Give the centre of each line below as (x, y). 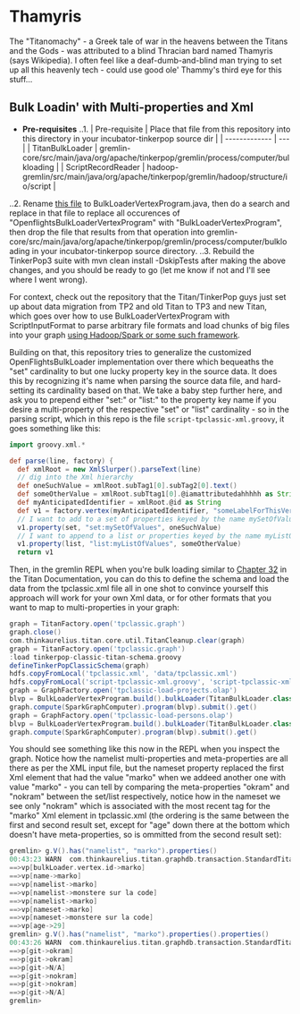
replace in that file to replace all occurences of (95, 213)
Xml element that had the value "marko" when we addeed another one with (147, 778)
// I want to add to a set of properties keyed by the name (131, 519)
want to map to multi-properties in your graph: (95, 608)
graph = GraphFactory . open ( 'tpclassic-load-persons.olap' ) (121, 715)
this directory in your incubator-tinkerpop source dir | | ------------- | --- (156, 138)
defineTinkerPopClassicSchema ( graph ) (79, 665)
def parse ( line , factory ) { (62, 461)
